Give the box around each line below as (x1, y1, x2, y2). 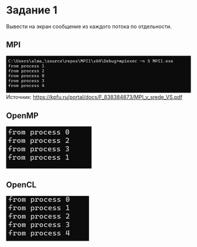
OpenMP (6, 111, 39, 121)
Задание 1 (6, 4, 57, 17)
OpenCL (6, 180, 37, 190)
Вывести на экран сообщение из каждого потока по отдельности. (6, 23, 172, 30)
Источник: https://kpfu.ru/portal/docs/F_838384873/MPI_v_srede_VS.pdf (6, 94, 183, 101)
